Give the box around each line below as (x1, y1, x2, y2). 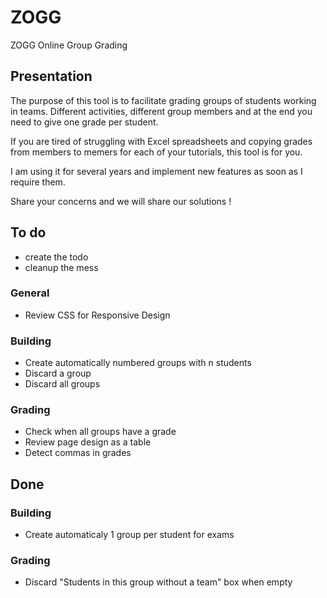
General (10, 286, 50, 300)
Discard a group (24, 367, 92, 380)
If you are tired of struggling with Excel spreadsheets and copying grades (10, 135, 313, 147)
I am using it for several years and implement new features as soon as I (10, 165, 303, 177)
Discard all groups (24, 378, 101, 390)
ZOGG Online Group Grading (10, 39, 128, 51)
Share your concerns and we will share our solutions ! (10, 195, 232, 207)
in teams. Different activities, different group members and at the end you (10, 105, 313, 117)
